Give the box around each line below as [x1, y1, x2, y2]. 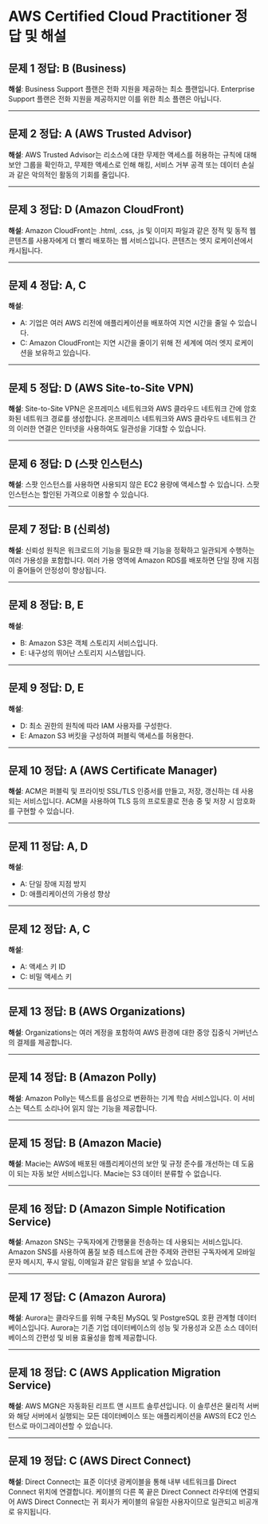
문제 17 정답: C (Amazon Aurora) [8, 1290, 167, 1304]
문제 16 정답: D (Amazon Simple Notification [8, 1202, 226, 1215]
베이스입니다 [8, 1323, 48, 1333]
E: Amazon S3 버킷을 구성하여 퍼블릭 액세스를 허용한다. [19, 731, 194, 740]
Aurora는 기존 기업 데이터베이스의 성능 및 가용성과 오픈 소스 [50, 1323, 237, 1333]
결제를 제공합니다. [16, 1037, 73, 1047]
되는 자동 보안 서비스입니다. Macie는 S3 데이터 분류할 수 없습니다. [16, 1169, 222, 1179]
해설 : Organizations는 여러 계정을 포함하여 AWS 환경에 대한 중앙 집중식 [8, 1027, 231, 1037]
